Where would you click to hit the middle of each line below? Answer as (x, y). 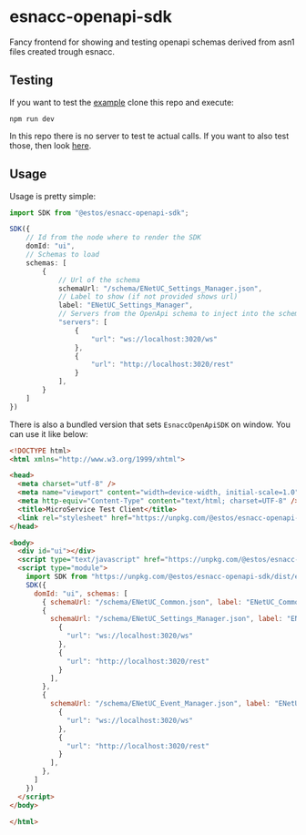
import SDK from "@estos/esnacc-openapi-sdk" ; (99, 213)
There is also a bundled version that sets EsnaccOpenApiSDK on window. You (150, 424)
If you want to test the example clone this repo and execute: (122, 102)
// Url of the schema (99, 280)
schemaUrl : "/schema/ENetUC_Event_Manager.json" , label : (160, 704)
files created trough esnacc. (62, 51)
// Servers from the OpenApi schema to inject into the (166, 314)
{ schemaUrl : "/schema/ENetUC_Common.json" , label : (143, 602)
